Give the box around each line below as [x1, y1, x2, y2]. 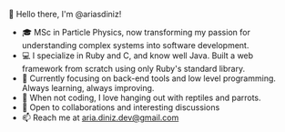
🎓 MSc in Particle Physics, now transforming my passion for [21, 27, 251, 37]
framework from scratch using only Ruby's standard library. [21, 64, 246, 74]
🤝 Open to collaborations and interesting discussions [21, 102, 220, 113]
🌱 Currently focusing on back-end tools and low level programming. [21, 73, 277, 84]
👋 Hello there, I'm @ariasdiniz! [8, 9, 122, 19]
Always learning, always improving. [21, 83, 155, 93]
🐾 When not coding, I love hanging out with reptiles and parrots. [21, 92, 261, 103]
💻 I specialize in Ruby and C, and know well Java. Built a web [21, 50, 254, 61]
